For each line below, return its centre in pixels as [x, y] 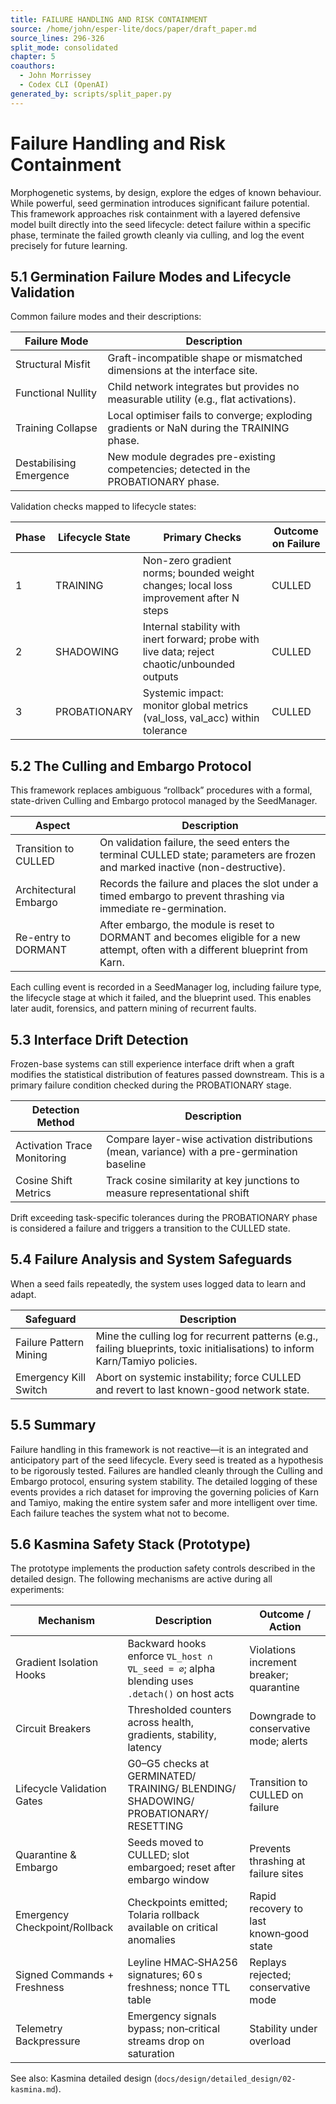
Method [55, 1122]
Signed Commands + [65, 1975]
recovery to [276, 1909]
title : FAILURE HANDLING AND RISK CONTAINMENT [109, 19]
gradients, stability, [172, 1735]
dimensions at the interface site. [182, 371]
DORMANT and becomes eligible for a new [200, 938]
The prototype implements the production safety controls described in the [163, 1568]
